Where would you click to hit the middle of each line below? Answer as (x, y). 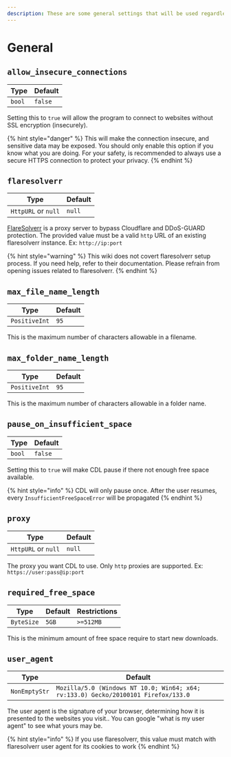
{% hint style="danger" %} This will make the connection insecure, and (108, 138)
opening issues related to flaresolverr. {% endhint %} (82, 271)
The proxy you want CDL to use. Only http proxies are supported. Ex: (105, 565)
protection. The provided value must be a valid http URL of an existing (107, 236)
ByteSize (25, 622)
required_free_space (51, 593)
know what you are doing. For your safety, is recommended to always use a (114, 153)
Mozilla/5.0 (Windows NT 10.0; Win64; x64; (128, 688)
